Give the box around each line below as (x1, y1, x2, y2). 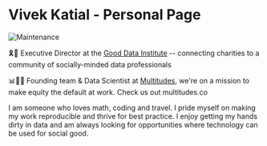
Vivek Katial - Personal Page (8, 6, 201, 24)
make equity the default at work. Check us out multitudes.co (8, 87, 208, 97)
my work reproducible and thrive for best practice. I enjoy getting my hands (8, 111, 258, 121)
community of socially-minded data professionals (8, 59, 172, 69)
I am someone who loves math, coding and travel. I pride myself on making (8, 103, 257, 112)
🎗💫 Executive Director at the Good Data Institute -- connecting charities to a (8, 48, 260, 58)
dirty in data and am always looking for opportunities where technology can (8, 120, 258, 129)
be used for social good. (8, 128, 89, 138)
